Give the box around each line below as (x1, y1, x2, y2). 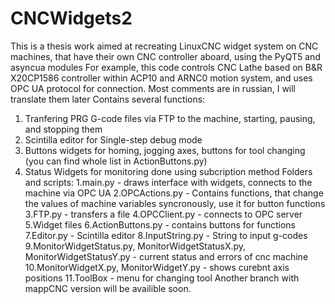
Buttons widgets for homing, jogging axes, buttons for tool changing (24, 144, 306, 156)
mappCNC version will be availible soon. (24, 282, 192, 294)
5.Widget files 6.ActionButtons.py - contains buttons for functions (24, 218, 296, 231)
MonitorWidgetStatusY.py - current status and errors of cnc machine (24, 250, 309, 262)
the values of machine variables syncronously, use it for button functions (24, 197, 326, 209)
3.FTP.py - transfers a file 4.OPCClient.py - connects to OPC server (24, 208, 303, 220)
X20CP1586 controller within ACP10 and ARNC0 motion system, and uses (10, 72, 313, 84)
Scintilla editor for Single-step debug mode (24, 133, 203, 146)
